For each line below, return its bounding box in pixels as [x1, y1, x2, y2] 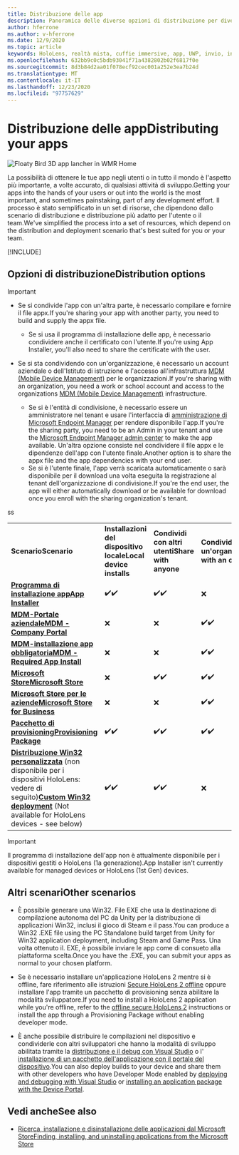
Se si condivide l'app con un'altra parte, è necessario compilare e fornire [17, 301, 231, 309]
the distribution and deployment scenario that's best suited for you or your [7, 226, 225, 235]
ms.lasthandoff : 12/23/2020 [7, 83, 91, 91]
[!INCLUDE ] [7, 247, 41, 257]
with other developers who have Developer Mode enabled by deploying [17, 1069, 228, 1078]
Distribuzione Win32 [11, 747, 83, 757]
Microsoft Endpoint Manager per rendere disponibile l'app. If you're [28, 418, 224, 426]
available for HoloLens [11, 810, 86, 820]
